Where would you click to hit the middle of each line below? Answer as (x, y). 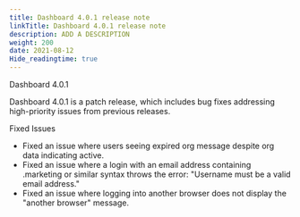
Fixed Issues (33, 129)
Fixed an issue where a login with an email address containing (137, 165)
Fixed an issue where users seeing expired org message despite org (148, 146)
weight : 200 (31, 42)
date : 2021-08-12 (42, 51)
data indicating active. (63, 155)
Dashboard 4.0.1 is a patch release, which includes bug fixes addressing (142, 102)
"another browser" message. (76, 203)
